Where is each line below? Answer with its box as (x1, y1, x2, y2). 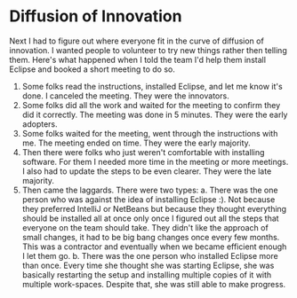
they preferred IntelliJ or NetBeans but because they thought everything (21, 203, 287, 214)
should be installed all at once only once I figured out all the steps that (21, 213, 279, 223)
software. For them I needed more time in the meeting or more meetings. (21, 156, 289, 167)
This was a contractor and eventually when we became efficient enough (21, 241, 287, 252)
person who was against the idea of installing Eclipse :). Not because (21, 193, 276, 205)
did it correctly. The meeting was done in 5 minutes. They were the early (21, 109, 288, 120)
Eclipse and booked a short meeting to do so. (9, 64, 176, 74)
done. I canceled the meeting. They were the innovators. (21, 90, 229, 101)
